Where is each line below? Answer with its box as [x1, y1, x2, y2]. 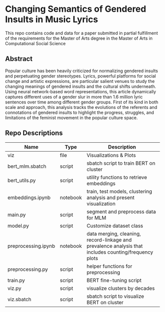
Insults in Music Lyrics [5, 14, 98, 25]
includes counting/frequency [86, 249, 153, 256]
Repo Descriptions [5, 129, 63, 137]
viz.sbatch [7, 296, 32, 303]
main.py [7, 211, 26, 218]
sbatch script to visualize [86, 293, 144, 300]
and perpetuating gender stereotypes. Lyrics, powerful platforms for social [5, 73, 156, 79]
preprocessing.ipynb [7, 242, 55, 249]
